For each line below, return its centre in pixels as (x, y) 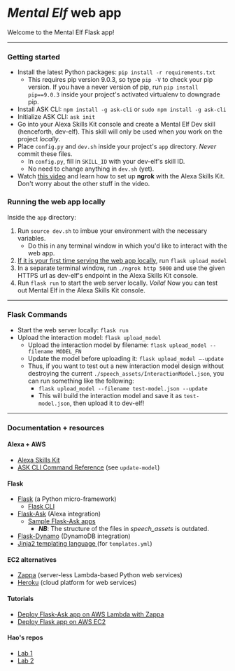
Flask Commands (37, 315)
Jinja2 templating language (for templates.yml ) (85, 544)
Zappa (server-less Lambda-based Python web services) (100, 575)
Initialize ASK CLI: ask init (56, 117)
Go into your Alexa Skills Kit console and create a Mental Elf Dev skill (116, 125)
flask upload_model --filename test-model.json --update (123, 389)
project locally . (39, 139)
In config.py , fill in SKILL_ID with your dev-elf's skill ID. (106, 162)
